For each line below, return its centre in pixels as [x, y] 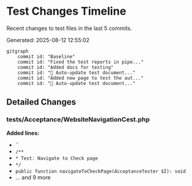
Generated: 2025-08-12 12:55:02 [48, 40]
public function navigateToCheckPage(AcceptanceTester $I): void [100, 171]
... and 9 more [33, 177]
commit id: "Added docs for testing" [66, 67]
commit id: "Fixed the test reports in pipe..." [81, 62]
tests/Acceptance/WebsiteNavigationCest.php [78, 119]
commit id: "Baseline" [46, 56]
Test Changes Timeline [67, 11]
